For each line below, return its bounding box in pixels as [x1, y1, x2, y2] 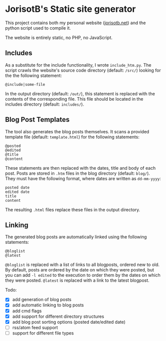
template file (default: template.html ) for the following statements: [5, 134, 140, 140]
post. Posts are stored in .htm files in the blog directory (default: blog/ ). [5, 170, 150, 176]
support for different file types [12, 330, 74, 336]
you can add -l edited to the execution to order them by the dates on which [5, 272, 161, 278]
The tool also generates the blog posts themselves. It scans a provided [5, 128, 150, 134]
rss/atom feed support [12, 324, 58, 330]
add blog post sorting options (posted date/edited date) [12, 319, 126, 325]
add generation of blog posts [12, 297, 72, 303]
